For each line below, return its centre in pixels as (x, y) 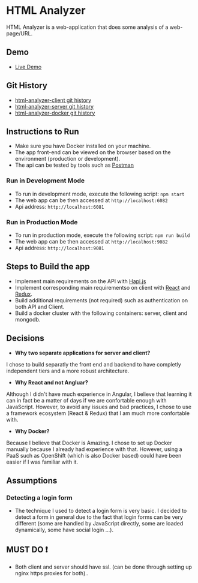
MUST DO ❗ (27, 549)
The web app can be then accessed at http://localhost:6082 (91, 200)
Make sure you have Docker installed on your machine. (83, 146)
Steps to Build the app (48, 267)
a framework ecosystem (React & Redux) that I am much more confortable (98, 413)
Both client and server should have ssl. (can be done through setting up (103, 567)
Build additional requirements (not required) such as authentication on (101, 300)
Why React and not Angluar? (51, 382)
